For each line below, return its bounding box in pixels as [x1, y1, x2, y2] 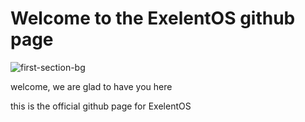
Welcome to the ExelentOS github [10, 7, 296, 30]
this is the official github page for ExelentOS [10, 100, 192, 112]
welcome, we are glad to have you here [10, 80, 173, 92]
